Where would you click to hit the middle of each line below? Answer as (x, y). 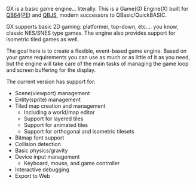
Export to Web (33, 176)
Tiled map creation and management (60, 106)
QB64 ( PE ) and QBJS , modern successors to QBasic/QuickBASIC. (87, 15)
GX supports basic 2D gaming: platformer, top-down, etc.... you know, (92, 27)
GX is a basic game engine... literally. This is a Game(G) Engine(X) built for (97, 9)
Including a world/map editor (59, 112)
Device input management (47, 157)
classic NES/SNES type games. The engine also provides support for (91, 33)
